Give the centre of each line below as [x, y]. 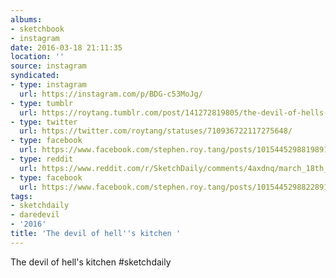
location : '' [37, 57]
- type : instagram [48, 85]
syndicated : [35, 76]
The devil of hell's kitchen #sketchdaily [91, 262]
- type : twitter [44, 122]
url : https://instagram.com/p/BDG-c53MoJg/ [111, 94]
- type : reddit [42, 159]
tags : [21, 196]
